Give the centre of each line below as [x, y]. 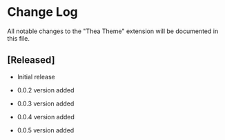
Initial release [36, 77]
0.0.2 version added [46, 90]
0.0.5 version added [46, 130]
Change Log [42, 12]
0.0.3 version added [46, 103]
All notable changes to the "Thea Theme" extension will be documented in [113, 31]
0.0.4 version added [46, 117]
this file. [18, 38]
